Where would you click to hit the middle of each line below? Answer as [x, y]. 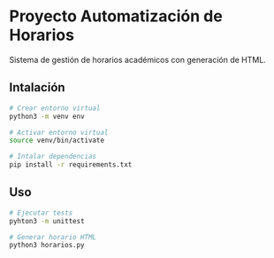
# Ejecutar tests [41, 213]
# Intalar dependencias [53, 157]
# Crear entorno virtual [55, 108]
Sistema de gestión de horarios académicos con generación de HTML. [138, 59]
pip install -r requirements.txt [71, 165]
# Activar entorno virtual [59, 132]
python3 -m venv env [47, 116]
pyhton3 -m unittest [47, 221]
